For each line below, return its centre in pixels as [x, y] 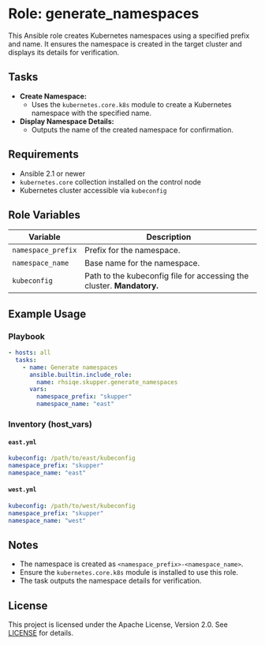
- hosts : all [30, 353]
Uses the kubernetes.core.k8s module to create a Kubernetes [132, 104]
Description [169, 237]
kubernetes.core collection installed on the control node [110, 181]
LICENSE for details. [41, 633]
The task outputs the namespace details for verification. [110, 581]
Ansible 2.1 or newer [52, 173]
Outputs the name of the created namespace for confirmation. [132, 129]
